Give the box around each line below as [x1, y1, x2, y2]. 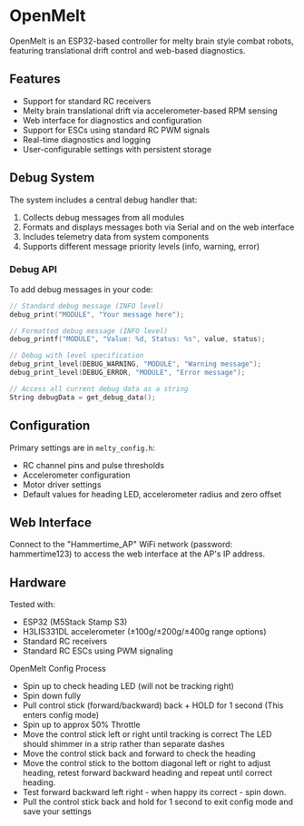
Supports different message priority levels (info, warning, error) [22, 241, 260, 251]
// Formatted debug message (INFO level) [9, 326, 169, 336]
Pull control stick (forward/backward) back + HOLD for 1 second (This [22, 700, 284, 711]
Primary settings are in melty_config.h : [9, 442, 156, 453]
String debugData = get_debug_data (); [9, 392, 156, 402]
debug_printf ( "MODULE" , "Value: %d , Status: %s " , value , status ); [9, 335, 266, 344]
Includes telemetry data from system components [22, 231, 210, 241]
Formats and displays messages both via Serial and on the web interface [22, 221, 295, 232]
